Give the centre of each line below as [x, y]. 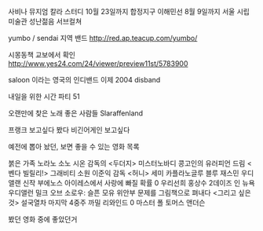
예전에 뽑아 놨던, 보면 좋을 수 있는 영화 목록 [74, 147]
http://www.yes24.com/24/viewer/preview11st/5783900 [98, 64]
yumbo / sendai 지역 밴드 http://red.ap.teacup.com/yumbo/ [103, 38]
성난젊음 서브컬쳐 [55, 21]
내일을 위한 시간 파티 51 [44, 96]
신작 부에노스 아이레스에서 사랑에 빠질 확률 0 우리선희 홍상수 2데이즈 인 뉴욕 [139, 183]
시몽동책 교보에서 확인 [42, 55]
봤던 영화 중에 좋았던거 [43, 219]
